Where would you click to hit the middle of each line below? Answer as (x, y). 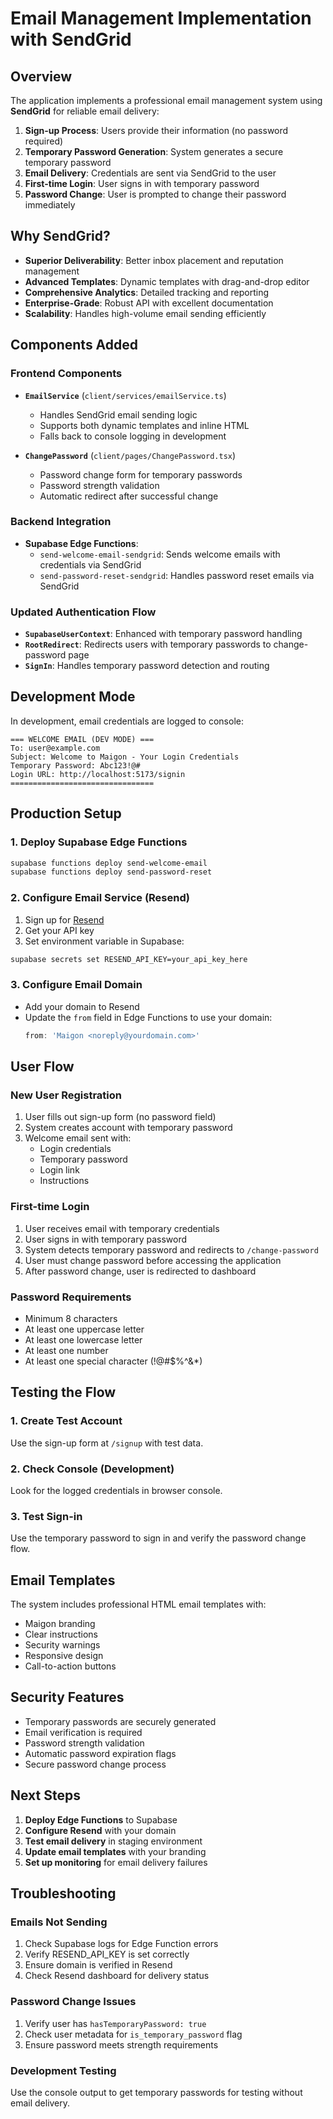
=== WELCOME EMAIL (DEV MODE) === (82, 739)
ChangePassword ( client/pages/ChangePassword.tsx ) (130, 455)
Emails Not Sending (59, 1922)
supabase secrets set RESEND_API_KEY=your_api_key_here (129, 959)
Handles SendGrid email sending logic (118, 414)
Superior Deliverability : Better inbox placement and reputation (154, 260)
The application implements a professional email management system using (166, 100)
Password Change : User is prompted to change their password (155, 194)
